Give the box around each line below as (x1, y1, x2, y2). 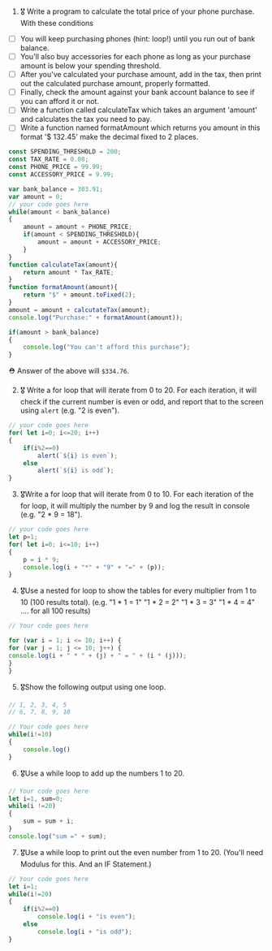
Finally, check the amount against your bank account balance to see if (19, 88, 255, 97)
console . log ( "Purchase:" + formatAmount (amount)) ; (8, 313, 183, 322)
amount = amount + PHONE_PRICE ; (23, 223, 132, 231)
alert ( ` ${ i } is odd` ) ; (37, 466, 114, 475)
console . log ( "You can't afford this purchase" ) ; (23, 344, 191, 352)
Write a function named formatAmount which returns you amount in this (19, 123, 261, 132)
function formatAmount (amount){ (8, 283, 118, 292)
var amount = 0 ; (8, 192, 63, 201)
